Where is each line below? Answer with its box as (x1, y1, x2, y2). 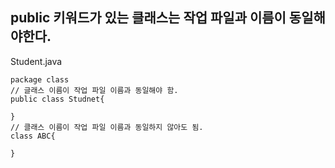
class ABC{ (10, 131, 56, 141)
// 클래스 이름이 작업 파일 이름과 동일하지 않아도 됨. (10, 122, 204, 132)
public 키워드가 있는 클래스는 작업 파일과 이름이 (10, 9, 287, 27)
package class (10, 74, 70, 85)
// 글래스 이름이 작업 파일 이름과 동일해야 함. (10, 85, 179, 95)
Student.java (10, 55, 63, 67)
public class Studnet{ (10, 94, 105, 104)
